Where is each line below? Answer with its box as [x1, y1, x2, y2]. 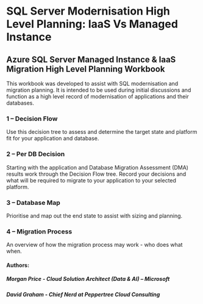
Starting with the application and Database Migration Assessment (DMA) [6, 164, 189, 171]
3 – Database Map [6, 198, 61, 207]
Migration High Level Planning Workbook [6, 64, 165, 74]
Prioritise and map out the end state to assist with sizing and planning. [6, 212, 183, 219]
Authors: [6, 261, 29, 269]
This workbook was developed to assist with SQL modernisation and [6, 80, 179, 87]
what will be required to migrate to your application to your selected [6, 176, 177, 184]
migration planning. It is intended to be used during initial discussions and [6, 86, 191, 94]
